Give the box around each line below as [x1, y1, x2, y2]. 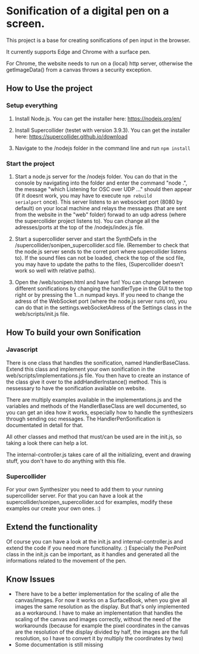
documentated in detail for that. [6, 421, 83, 428]
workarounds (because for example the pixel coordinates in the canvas [14, 622, 189, 629]
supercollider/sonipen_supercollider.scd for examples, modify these [6, 498, 173, 505]
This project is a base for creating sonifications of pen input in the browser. [6, 36, 191, 44]
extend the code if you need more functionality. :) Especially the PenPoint [6, 544, 186, 551]
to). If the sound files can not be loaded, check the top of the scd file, [14, 254, 185, 261]
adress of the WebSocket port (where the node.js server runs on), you [14, 297, 188, 305]
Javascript [6, 345, 38, 354]
